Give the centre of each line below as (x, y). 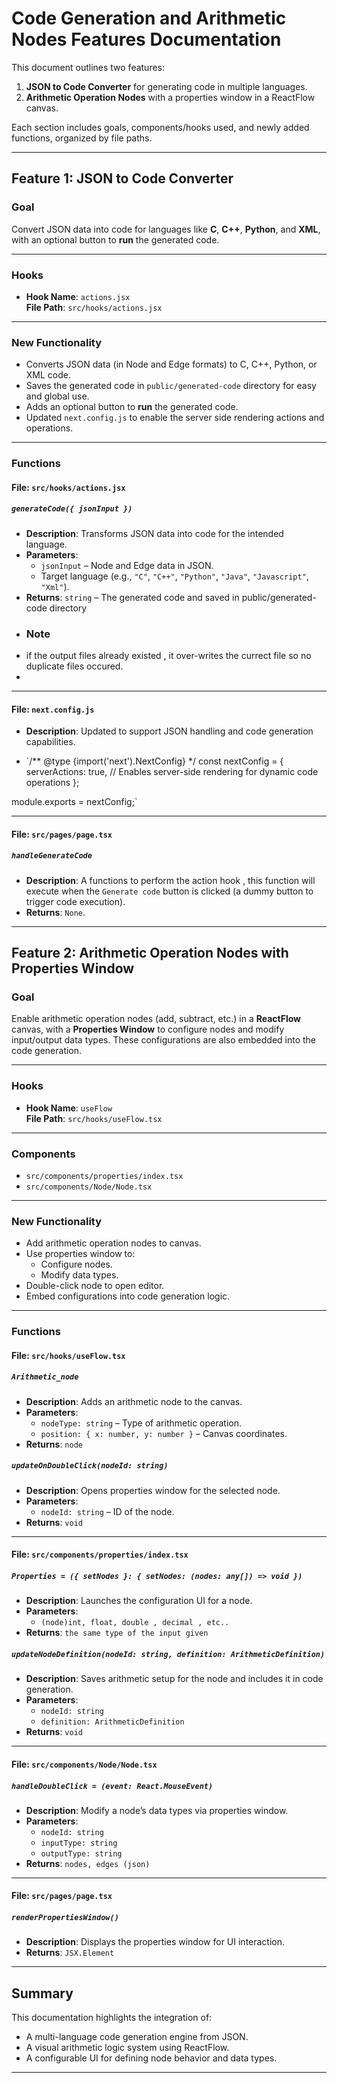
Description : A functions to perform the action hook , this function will (170, 880)
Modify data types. (79, 1275)
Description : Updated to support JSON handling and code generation (169, 731)
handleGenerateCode (52, 856)
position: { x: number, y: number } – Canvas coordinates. (164, 1433)
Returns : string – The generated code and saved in (132, 597)
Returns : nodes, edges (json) (88, 1863)
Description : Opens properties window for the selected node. (153, 1490)
